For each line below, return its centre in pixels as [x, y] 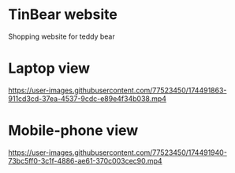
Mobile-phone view [73, 131]
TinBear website [63, 15]
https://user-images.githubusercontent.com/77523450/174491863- [117, 90]
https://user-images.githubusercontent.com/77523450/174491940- [117, 152]
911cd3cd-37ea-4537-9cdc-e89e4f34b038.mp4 [88, 98]
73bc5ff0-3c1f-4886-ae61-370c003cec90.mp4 [86, 160]
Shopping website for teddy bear [62, 36]
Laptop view [49, 68]
